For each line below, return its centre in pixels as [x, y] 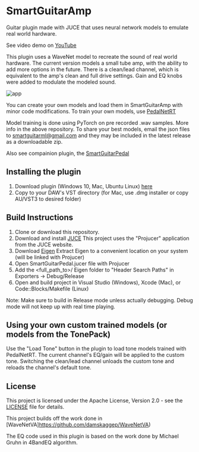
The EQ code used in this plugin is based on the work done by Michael [93, 436]
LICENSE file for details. [35, 407]
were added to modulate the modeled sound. [61, 82]
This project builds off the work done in [54, 418]
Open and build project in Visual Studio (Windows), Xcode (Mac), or [98, 282]
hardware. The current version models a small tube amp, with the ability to [97, 63]
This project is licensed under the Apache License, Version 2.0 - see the [94, 401]
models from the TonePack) [59, 334]
